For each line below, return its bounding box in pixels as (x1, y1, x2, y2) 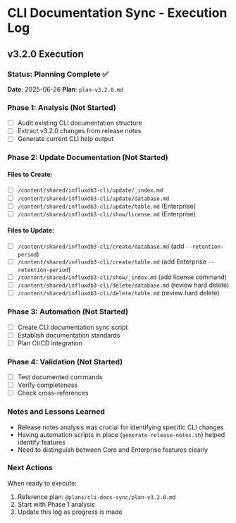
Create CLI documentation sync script (17, 323, 128, 331)
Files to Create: (7, 170, 53, 178)
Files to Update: (7, 226, 55, 235)
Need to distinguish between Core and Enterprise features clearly (17, 445, 209, 454)
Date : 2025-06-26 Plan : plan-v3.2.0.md (7, 85, 123, 93)
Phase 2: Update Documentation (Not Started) (7, 153, 169, 163)
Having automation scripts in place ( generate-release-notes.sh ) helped (17, 430, 225, 438)
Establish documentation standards (17, 331, 120, 339)
